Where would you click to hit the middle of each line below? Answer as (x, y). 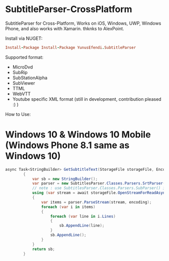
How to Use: (18, 114)
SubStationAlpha (30, 78)
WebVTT (22, 94)
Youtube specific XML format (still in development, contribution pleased (87, 99)
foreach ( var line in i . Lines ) (83, 216)
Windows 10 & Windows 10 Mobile (78, 135)
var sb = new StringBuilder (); (65, 179)
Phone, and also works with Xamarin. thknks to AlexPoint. (65, 28)
